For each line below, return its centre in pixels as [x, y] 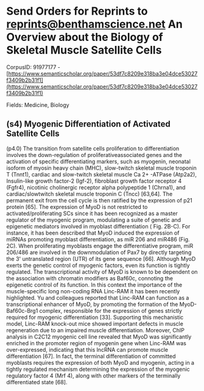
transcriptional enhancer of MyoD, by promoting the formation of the [92, 304]
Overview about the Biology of [85, 37]
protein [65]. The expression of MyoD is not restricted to [77, 206]
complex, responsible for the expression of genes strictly [111, 310]
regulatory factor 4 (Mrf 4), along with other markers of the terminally [93, 375]
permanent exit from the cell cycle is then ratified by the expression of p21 [100, 200]
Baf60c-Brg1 [22, 310]
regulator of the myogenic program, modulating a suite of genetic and [94, 220]
